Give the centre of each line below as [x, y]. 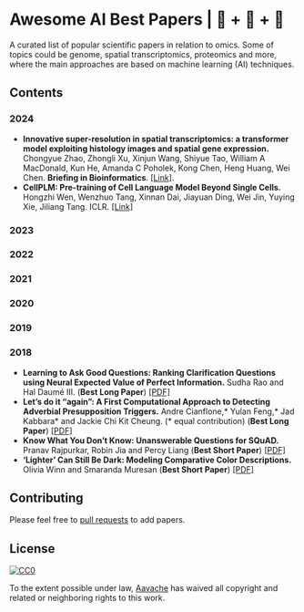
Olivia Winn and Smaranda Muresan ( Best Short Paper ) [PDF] [138, 469]
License [32, 549]
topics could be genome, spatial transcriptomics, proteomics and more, [143, 54]
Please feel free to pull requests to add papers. [97, 520]
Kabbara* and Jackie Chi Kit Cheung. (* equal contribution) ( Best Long [156, 420]
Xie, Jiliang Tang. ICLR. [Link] [78, 206]
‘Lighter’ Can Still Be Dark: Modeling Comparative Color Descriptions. [157, 460]
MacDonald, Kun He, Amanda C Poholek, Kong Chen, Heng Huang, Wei [156, 168]
